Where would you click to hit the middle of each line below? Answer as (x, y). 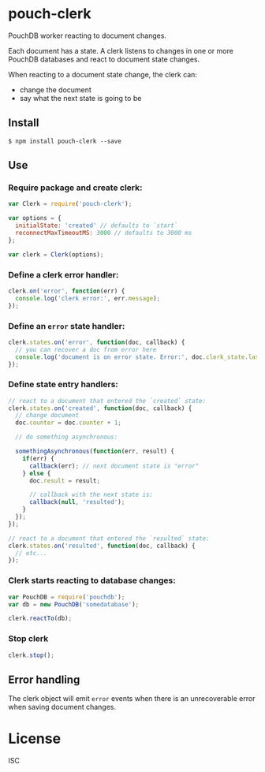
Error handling (44, 679)
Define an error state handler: (67, 326)
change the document (56, 90)
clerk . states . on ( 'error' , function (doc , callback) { (97, 342)
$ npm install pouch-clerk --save (65, 141)
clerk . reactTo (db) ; (40, 619)
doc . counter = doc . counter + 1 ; (69, 423)
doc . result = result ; (65, 481)
